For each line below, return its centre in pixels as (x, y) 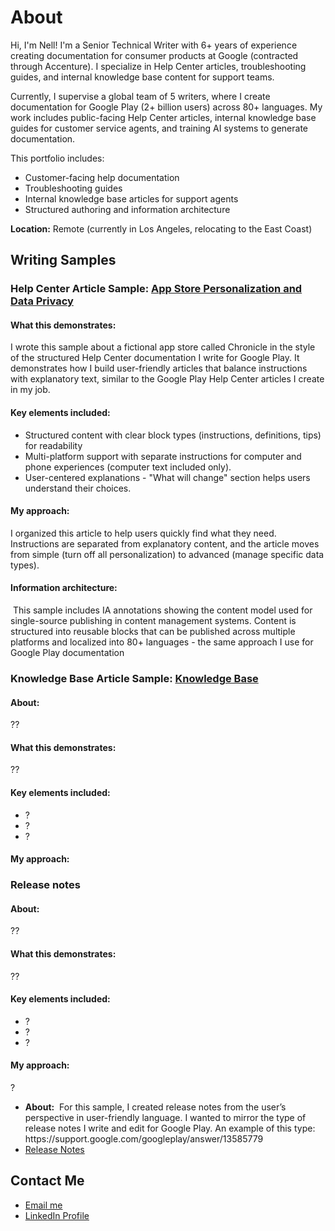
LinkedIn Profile (57, 1215)
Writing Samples (63, 260)
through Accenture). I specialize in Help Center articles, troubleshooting (158, 66)
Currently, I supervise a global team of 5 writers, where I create (140, 96)
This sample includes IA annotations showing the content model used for (162, 610)
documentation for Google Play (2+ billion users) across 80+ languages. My (166, 107)
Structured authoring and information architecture (127, 209)
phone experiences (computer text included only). (128, 467)
